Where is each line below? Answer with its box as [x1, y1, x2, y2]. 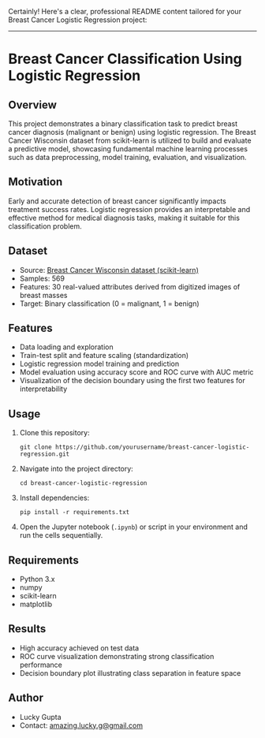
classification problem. [8, 221, 82, 231]
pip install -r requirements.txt [19, 509, 130, 516]
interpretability [19, 384, 68, 393]
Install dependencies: [19, 493, 90, 503]
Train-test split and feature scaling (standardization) [19, 351, 189, 360]
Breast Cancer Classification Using [8, 50, 243, 68]
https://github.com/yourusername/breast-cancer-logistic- [54, 443, 250, 452]
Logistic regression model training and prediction [19, 359, 180, 369]
